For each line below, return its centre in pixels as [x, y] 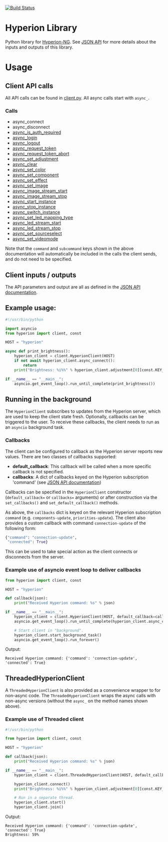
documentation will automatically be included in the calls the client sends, [81, 254]
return [30, 365]
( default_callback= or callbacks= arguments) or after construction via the [81, 497]
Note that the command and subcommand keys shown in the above [69, 248]
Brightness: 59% [22, 834]
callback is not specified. [38, 471]
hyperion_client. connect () [42, 784]
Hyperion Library [41, 28]
